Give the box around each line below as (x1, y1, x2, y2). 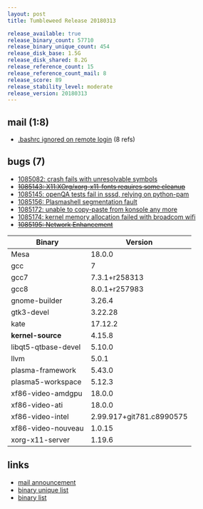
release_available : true (7, 30, 81, 37)
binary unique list (17, 485, 69, 494)
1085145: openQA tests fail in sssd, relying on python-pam (17, 190, 189, 198)
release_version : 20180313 (7, 90, 88, 97)
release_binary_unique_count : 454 (7, 44, 110, 51)
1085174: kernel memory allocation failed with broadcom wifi (17, 212, 196, 221)
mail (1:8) (7, 116, 50, 128)
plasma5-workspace (11, 376, 82, 386)
